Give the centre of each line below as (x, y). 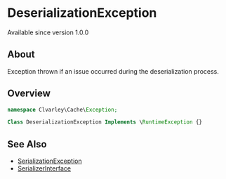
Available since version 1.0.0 (48, 32)
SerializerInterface (44, 168)
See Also (27, 144)
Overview (29, 94)
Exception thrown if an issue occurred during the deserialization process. (113, 71)
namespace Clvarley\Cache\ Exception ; (62, 110)
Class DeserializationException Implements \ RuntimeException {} (105, 122)
